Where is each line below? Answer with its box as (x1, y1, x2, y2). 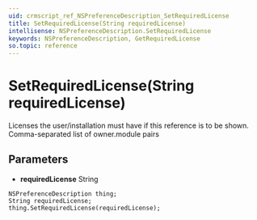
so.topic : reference (8, 42, 78, 50)
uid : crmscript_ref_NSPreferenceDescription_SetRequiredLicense (8, 11, 230, 20)
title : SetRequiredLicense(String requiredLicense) (8, 19, 186, 27)
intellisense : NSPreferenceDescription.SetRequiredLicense (8, 27, 212, 35)
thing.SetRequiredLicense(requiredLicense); (8, 204, 161, 212)
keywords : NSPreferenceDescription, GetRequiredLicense (8, 34, 200, 43)
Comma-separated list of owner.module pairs (8, 129, 160, 139)
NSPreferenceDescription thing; (8, 189, 117, 198)
